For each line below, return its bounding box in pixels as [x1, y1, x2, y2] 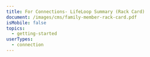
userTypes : [6, 36, 33, 42]
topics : [6, 25, 26, 31]
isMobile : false [6, 20, 46, 26]
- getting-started [11, 31, 58, 37]
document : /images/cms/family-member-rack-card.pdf [6, 14, 137, 20]
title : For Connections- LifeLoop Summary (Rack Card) [6, 8, 145, 15]
